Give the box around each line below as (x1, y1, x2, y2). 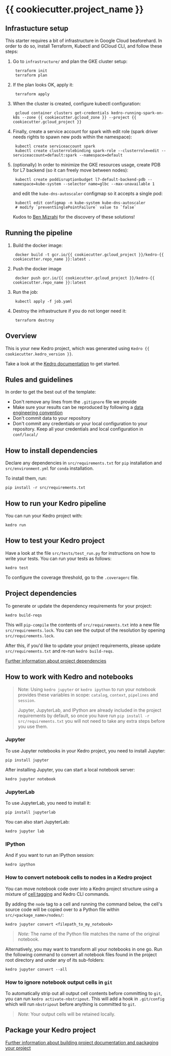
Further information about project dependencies (5, 658, 107, 664)
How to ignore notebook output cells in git (5, 979, 113, 986)
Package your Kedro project (5, 1026, 96, 1035)
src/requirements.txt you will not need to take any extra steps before (17, 718, 165, 724)
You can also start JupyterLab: (5, 819, 70, 825)
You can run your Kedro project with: (5, 513, 83, 519)
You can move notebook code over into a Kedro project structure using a (5, 886, 158, 892)
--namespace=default (79, 153, 123, 158)
